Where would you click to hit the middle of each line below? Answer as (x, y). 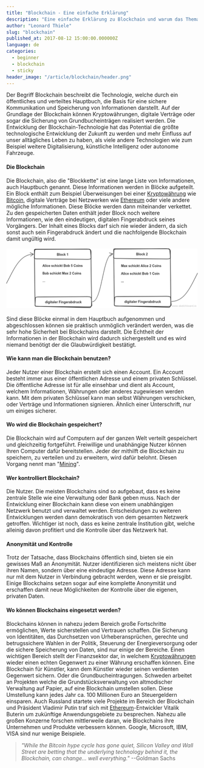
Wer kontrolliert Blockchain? (43, 478)
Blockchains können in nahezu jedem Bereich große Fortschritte (87, 623)
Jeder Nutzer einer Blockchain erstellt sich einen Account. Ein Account (95, 372)
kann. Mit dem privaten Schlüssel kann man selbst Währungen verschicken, (101, 397)
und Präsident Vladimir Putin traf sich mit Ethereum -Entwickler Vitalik (93, 707)
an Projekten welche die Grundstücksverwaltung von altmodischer (90, 682)
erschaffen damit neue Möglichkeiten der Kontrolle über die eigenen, (92, 590)
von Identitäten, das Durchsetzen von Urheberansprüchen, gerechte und (97, 636)
